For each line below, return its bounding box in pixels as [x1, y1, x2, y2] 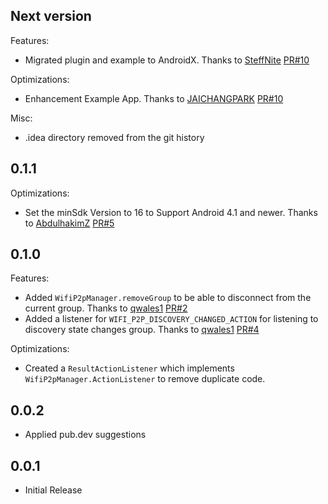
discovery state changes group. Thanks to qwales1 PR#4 [24, 324, 260, 336]
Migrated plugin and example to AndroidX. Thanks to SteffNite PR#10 [24, 54, 310, 66]
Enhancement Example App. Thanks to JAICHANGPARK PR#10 [24, 92, 284, 104]
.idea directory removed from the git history [24, 131, 205, 143]
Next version [10, 8, 92, 25]
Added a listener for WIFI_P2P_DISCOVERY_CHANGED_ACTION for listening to [24, 313, 319, 325]
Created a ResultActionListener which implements [24, 362, 235, 374]
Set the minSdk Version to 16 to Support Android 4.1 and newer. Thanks [24, 206, 318, 218]
